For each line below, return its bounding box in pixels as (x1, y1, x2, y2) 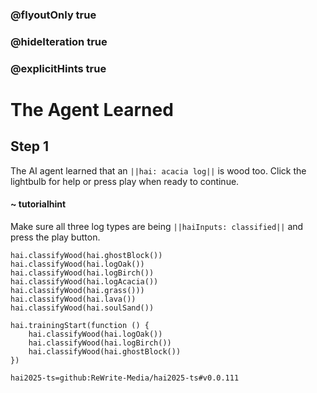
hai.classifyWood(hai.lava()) (10, 294, 137, 304)
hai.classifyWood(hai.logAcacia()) (10, 276, 159, 287)
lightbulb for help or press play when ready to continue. (10, 175, 240, 187)
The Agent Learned (10, 98, 174, 121)
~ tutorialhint (10, 198, 67, 210)
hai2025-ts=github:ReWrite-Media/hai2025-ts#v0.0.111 (10, 373, 240, 383)
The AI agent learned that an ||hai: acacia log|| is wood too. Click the (10, 164, 307, 177)
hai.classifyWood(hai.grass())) (10, 285, 145, 295)
